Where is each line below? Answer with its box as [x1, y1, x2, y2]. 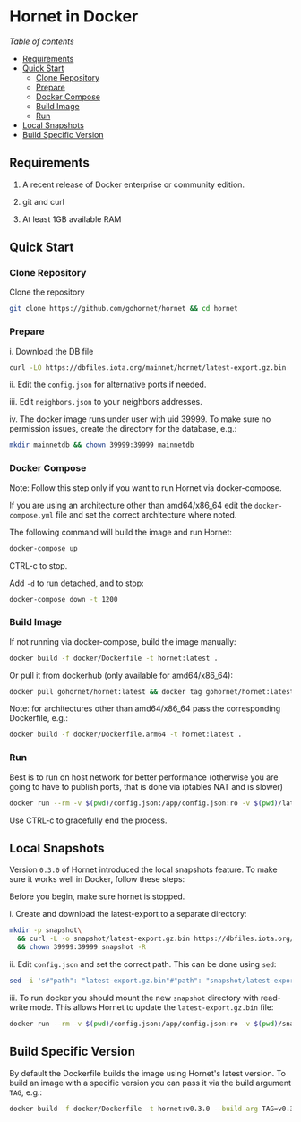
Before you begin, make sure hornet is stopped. [9, 891, 185, 902]
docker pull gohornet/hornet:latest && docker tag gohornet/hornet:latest [9, 687, 295, 696]
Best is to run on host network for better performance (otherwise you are [9, 772, 279, 783]
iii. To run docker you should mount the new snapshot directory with [9, 992, 259, 1003]
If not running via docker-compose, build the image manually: [9, 636, 236, 647]
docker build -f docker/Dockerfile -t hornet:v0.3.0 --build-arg [9, 1104, 258, 1113]
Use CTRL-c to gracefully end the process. [9, 815, 168, 826]
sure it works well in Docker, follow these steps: [9, 874, 185, 885]
